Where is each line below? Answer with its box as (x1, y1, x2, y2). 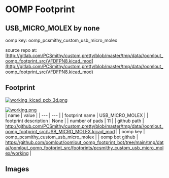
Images (5, 165, 29, 173)
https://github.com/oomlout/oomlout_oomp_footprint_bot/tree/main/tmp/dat (5, 139, 164, 145)
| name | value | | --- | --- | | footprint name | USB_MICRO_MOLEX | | (5, 112, 149, 118)
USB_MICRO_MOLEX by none (5, 24, 100, 33)
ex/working (5, 150, 29, 156)
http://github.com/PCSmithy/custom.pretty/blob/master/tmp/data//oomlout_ (5, 123, 163, 129)
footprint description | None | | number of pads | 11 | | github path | (5, 117, 144, 124)
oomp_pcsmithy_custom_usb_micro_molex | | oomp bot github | (5, 134, 139, 140)
